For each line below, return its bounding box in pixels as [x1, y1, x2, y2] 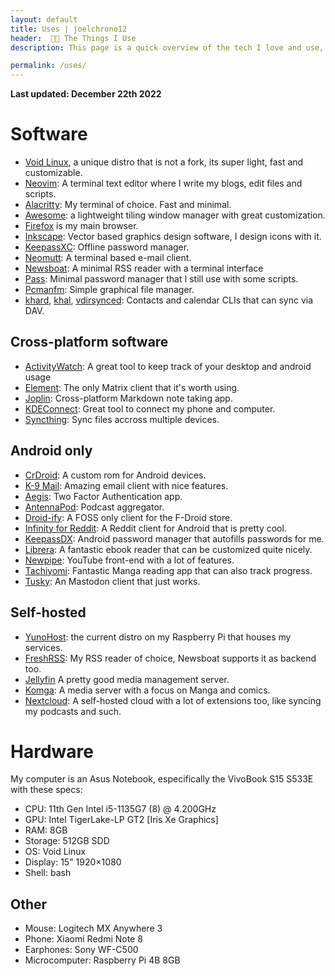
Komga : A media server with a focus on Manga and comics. [24, 684, 271, 696]
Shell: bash [24, 867, 72, 879]
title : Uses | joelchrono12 [10, 24, 128, 34]
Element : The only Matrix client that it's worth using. [24, 381, 240, 393]
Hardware [10, 740, 94, 763]
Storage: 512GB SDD [24, 835, 110, 847]
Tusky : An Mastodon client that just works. [24, 575, 201, 587]
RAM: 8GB [24, 824, 68, 836]
